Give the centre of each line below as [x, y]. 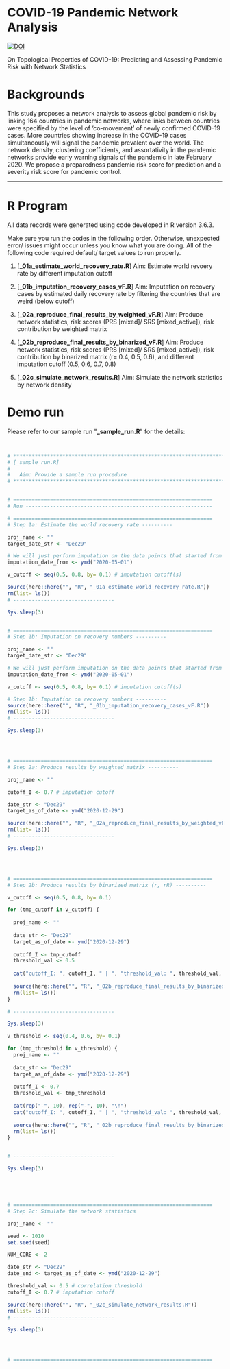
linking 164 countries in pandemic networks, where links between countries [114, 121]
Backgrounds [46, 95]
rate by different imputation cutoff [65, 273]
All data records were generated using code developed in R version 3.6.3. [111, 225]
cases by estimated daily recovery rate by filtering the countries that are [119, 293]
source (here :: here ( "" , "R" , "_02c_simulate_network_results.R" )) [102, 1305]
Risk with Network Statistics [47, 66]
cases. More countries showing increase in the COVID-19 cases [97, 135]
